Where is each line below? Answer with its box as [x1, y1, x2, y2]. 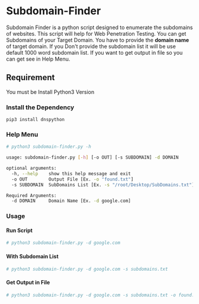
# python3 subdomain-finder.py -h [6, 144, 92, 150]
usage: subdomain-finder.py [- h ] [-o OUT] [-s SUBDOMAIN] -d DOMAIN [6, 154, 179, 161]
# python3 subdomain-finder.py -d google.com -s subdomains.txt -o [6, 292, 176, 298]
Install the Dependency [6, 103, 75, 111]
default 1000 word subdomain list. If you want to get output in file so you [6, 49, 183, 56]
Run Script [6, 227, 33, 234]
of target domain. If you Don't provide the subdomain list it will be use [6, 43, 176, 50]
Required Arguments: [6, 192, 57, 198]
